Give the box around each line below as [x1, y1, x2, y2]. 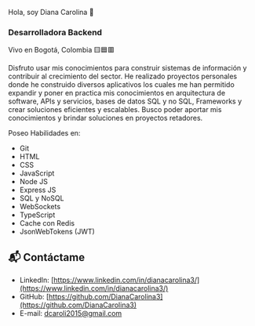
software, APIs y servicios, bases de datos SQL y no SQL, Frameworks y [8, 96, 242, 106]
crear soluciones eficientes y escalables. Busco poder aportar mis [8, 105, 222, 114]
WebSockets [19, 202, 61, 212]
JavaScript [19, 168, 55, 178]
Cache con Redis [19, 219, 75, 228]
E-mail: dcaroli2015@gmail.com [19, 309, 122, 318]
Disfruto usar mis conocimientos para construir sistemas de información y [8, 63, 247, 73]
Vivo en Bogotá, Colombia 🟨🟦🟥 [8, 45, 115, 55]
